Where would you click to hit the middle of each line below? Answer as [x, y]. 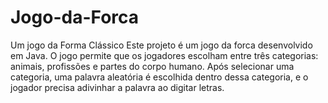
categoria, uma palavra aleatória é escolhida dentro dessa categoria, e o [159, 77]
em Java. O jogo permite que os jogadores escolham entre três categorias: [164, 55]
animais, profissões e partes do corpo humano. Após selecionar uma [152, 66]
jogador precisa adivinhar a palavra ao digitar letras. [117, 87]
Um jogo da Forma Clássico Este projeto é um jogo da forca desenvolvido [161, 45]
